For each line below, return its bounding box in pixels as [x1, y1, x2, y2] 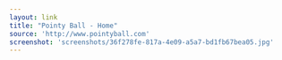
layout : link [9, 12, 58, 22]
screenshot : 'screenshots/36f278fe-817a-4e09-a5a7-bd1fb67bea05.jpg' [9, 37, 275, 47]
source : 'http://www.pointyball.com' [9, 29, 150, 38]
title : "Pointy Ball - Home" [9, 21, 118, 30]
